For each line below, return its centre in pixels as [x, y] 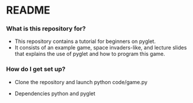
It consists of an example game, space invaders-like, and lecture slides [101, 48]
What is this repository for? [46, 29]
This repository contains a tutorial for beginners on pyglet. [85, 41]
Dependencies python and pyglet [55, 93]
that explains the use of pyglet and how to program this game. [90, 54]
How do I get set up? [36, 69]
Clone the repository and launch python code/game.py [81, 82]
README [28, 10]
